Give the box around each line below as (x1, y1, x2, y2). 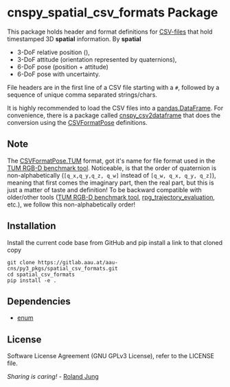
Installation (7, 220, 56, 232)
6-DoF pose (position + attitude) (16, 62, 108, 71)
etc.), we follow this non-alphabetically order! (7, 200, 136, 209)
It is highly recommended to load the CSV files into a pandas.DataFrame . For (7, 104, 224, 112)
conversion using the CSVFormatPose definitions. (7, 118, 148, 126)
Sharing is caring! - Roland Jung (7, 373, 100, 381)
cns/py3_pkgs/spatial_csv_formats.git (7, 265, 118, 272)
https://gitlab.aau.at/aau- (37, 259, 118, 266)
